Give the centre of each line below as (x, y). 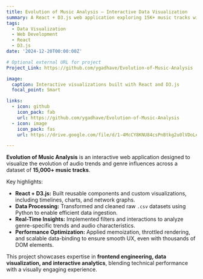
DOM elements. (34, 245)
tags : (13, 23)
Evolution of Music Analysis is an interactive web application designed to (98, 157)
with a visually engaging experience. (52, 269)
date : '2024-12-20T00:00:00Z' (44, 51)
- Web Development (35, 34)
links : (14, 101)
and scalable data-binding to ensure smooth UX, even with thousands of (105, 238)
